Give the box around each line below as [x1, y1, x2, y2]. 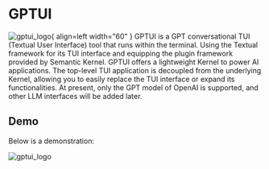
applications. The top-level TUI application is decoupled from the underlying [8, 65, 262, 75]
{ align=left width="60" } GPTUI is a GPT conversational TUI [51, 31, 250, 41]
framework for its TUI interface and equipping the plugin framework [8, 48, 234, 58]
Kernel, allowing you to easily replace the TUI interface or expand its [8, 74, 235, 84]
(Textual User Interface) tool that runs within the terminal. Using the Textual [8, 39, 259, 49]
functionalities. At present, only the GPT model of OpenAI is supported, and [8, 82, 259, 93]
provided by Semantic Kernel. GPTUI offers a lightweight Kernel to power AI [8, 57, 259, 67]
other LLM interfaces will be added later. [8, 91, 143, 101]
